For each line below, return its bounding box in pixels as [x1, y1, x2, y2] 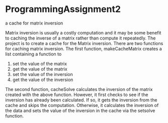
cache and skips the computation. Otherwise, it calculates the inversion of [5, 102, 159, 108]
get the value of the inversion [12, 76, 73, 82]
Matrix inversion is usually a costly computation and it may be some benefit [5, 29, 161, 35]
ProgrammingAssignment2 [5, 3, 121, 15]
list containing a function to [5, 51, 62, 57]
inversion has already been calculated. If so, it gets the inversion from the [5, 96, 157, 103]
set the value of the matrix [12, 60, 67, 66]
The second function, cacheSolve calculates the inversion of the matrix [5, 86, 153, 92]
